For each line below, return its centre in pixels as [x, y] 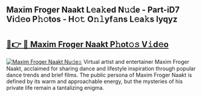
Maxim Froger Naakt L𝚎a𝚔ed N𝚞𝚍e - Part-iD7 [93, 10]
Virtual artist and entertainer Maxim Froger [136, 62]
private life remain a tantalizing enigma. [55, 88]
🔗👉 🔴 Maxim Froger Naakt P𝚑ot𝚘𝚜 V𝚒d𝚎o [88, 44]
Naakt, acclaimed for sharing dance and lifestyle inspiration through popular [101, 68]
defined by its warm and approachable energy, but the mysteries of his [95, 81]
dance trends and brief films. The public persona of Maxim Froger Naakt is [99, 75]
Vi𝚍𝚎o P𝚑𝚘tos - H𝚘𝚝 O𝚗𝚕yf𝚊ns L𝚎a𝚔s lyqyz [92, 20]
